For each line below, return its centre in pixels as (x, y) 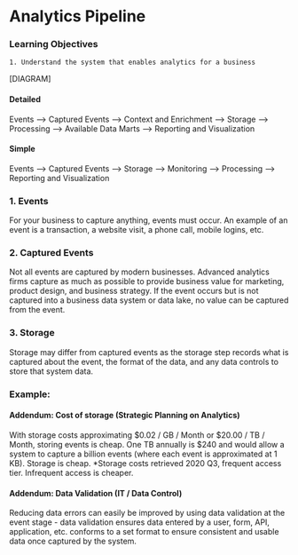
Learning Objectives (54, 44)
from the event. (37, 310)
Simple (22, 149)
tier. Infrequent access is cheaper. (71, 472)
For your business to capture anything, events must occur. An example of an (149, 220)
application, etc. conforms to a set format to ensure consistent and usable (144, 532)
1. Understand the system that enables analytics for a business (132, 63)
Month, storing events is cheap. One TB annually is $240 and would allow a (147, 444)
